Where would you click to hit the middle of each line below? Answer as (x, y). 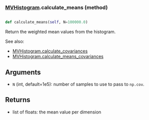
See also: (15, 41)
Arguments (23, 72)
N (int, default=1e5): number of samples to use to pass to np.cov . (78, 84)
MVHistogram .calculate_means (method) (57, 7)
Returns (18, 100)
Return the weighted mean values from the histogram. (61, 32)
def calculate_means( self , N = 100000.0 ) (47, 22)
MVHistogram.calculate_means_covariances (58, 56)
